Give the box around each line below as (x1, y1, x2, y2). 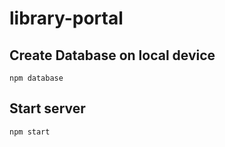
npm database (9, 73, 64, 83)
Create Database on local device (9, 47, 216, 64)
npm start (9, 127, 51, 137)
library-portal (9, 7, 124, 30)
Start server (9, 100, 86, 117)
